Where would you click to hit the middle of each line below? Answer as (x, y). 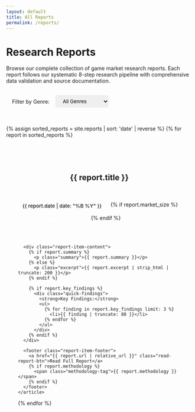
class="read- (156, 356)
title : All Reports (30, 17)
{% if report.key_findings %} (66, 288)
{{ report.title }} (99, 178)
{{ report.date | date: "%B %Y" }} (62, 206)
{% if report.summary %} (59, 252)
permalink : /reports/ (33, 23)
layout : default (26, 12)
